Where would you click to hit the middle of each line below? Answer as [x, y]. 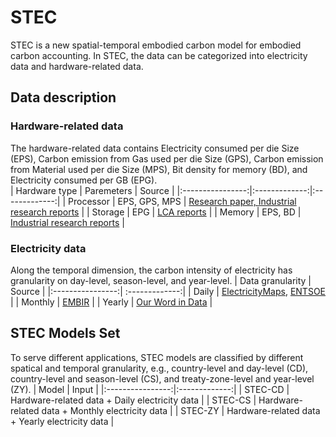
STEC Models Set [65, 333]
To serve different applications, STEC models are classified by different [157, 357]
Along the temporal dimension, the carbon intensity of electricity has [151, 270]
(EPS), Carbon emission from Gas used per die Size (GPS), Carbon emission [167, 158]
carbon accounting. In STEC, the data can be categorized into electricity [159, 55]
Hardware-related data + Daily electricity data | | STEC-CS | [133, 400]
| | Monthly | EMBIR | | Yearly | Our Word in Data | [111, 302]
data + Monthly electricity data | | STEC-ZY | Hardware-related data [181, 410]
